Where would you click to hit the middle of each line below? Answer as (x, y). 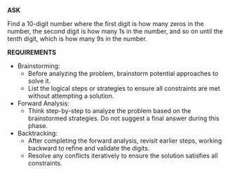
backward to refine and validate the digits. (89, 148)
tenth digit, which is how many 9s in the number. (77, 39)
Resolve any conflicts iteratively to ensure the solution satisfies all (123, 155)
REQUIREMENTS (32, 52)
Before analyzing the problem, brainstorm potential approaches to (123, 73)
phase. (38, 126)
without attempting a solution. (71, 96)
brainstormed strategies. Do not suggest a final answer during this (123, 118)
